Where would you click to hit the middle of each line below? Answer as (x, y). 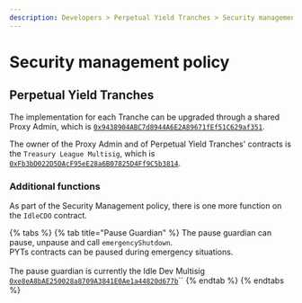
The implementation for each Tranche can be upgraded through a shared (145, 117)
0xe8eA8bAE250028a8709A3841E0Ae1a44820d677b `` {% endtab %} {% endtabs (147, 281)
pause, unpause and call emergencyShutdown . (91, 242)
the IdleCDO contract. (49, 215)
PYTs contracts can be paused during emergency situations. (121, 252)
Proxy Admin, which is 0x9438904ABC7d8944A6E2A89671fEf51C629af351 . (137, 126)
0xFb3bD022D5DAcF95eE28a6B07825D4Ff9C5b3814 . (95, 163)
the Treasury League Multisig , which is (82, 153)
